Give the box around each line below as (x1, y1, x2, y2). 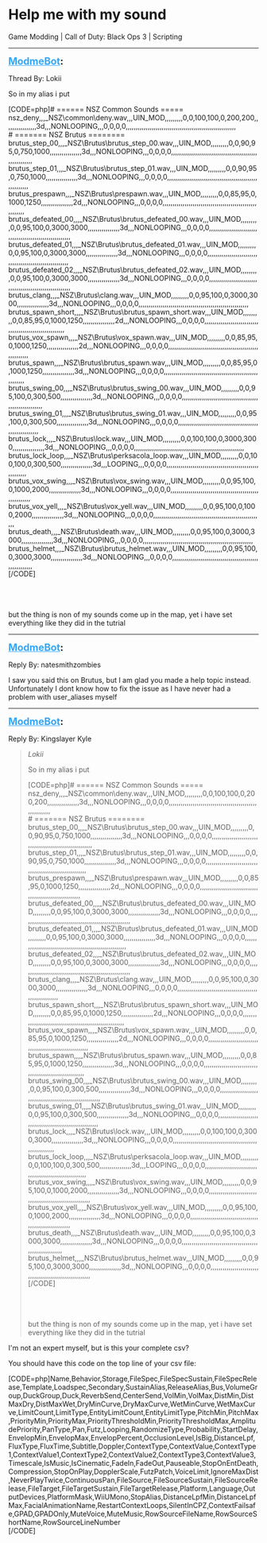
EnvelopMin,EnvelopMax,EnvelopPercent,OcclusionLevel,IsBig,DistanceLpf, (8, 1433, 256, 1442)
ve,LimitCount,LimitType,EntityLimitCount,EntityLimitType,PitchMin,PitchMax (8, 1407, 259, 1417)
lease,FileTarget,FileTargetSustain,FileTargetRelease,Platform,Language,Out (8, 1483, 256, 1493)
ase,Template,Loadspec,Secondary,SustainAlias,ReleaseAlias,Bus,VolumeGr (8, 1382, 258, 1392)
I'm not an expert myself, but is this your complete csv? (8, 1343, 189, 1352)
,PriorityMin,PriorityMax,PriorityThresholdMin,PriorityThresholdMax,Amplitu (8, 1416, 257, 1425)
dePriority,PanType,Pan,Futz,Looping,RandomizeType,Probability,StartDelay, (8, 1425, 258, 1434)
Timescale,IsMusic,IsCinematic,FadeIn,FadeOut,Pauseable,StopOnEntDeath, (8, 1458, 259, 1467)
